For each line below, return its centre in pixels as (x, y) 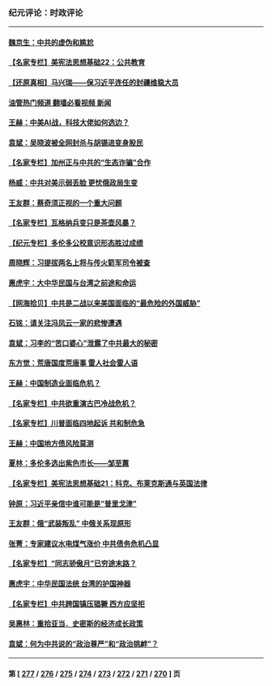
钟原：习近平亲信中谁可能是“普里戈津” (73, 503)
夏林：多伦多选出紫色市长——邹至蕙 (69, 463)
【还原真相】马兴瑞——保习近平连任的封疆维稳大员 (93, 83)
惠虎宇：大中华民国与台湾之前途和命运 (72, 283)
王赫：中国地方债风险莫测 (51, 443)
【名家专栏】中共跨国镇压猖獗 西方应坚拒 (77, 603)
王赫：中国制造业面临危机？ (55, 383)
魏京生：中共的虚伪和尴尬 (51, 42)
